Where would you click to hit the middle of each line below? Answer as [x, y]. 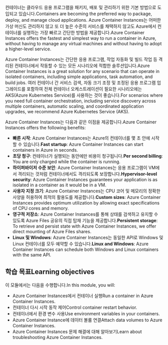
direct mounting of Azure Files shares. [52, 231]
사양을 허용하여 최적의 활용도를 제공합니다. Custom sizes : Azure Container [87, 197]
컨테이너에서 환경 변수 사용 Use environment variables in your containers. [86, 313]
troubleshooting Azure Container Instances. [57, 337]
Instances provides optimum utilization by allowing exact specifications [86, 203]
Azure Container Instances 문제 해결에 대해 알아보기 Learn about [77, 331]
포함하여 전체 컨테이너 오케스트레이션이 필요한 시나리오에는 [84, 89]
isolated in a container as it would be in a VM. [59, 185]
